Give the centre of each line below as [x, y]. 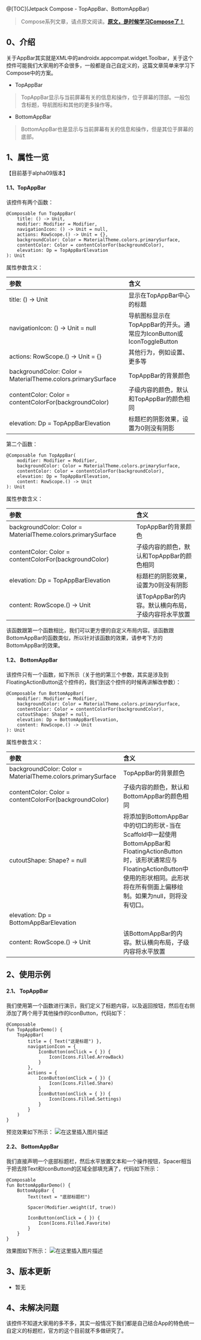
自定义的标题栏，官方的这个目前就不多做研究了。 [66, 1331]
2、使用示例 [28, 974]
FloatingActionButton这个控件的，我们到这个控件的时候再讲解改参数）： [94, 682]
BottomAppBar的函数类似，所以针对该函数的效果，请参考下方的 [85, 638]
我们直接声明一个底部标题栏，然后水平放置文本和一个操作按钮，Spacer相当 [99, 1161]
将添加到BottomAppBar [156, 816]
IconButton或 [165, 334]
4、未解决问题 [33, 1308]
